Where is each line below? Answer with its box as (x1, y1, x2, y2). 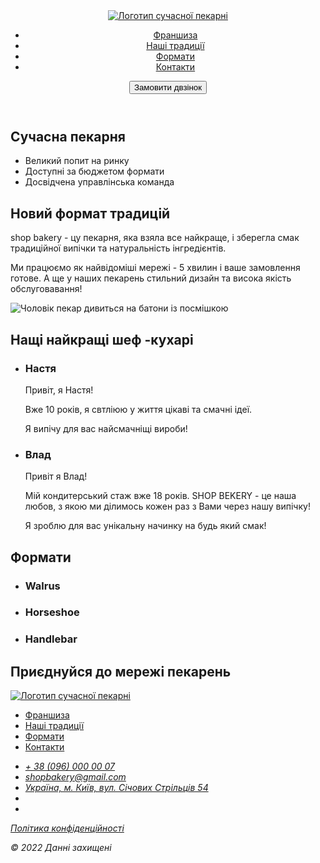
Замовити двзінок (133, 82, 203, 93)
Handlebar (24, 632, 78, 646)
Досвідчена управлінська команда (24, 176, 175, 188)
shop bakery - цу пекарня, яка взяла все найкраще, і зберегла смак (10, 232, 300, 244)
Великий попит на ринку (24, 155, 130, 167)
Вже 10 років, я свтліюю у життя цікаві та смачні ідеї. (24, 403, 253, 415)
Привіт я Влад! (24, 470, 88, 483)
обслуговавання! (10, 283, 83, 295)
